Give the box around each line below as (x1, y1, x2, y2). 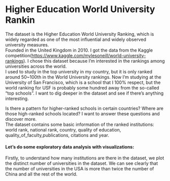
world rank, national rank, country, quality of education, (5, 126, 121, 132)
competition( (5, 52, 32, 59)
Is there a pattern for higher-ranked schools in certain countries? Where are (5, 105, 164, 111)
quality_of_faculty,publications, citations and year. (5, 132, 109, 138)
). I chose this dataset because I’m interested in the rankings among (23, 58, 165, 64)
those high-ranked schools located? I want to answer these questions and (5, 110, 160, 117)
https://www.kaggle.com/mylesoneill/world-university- (31, 52, 146, 59)
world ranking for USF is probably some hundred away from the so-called (5, 84, 159, 91)
